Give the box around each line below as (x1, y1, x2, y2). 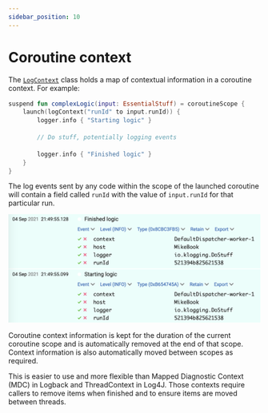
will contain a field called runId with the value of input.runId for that (8, 190, 234, 200)
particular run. (8, 198, 55, 208)
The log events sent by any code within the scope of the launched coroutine (8, 181, 260, 191)
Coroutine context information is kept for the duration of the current (8, 330, 231, 340)
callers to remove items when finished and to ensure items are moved (8, 388, 238, 398)
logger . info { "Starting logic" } (37, 117, 152, 125)
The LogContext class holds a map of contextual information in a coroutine (8, 74, 252, 84)
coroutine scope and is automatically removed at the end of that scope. (8, 339, 244, 348)
